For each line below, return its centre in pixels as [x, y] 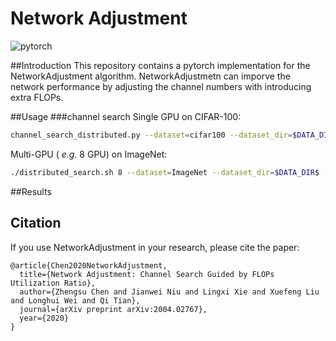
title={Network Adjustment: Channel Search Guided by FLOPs [147, 274]
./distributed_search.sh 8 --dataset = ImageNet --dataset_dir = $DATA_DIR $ [165, 172]
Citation [36, 223]
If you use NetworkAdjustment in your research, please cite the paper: [155, 247]
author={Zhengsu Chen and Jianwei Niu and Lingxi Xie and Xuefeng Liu [169, 292]
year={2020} [44, 318]
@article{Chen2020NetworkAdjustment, [89, 265]
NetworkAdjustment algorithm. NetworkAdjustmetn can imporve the [150, 76]
